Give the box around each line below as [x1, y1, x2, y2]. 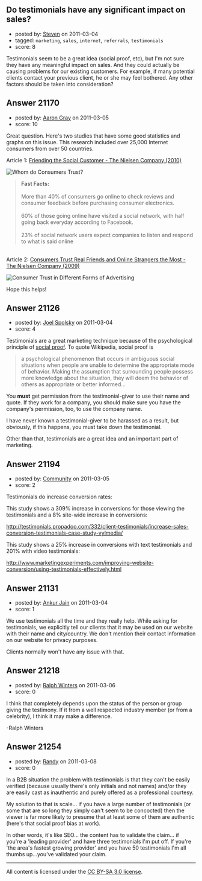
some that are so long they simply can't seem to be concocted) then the [6, 807, 185, 814]
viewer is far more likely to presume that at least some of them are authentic [6, 813, 195, 820]
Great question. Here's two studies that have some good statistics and [6, 132, 180, 139]
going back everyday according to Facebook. [20, 218, 133, 226]
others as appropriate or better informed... [20, 381, 126, 388]
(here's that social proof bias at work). [6, 819, 101, 827]
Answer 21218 [6, 666, 60, 676]
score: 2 [14, 482, 36, 489]
